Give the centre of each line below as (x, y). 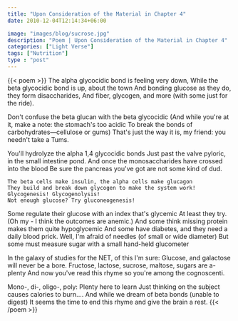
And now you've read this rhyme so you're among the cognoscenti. (126, 272)
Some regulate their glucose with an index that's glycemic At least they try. (117, 213)
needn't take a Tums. (38, 139)
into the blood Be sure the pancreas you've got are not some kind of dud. (115, 168)
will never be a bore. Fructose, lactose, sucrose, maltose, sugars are (108, 265)
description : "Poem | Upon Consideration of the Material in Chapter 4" (118, 40)
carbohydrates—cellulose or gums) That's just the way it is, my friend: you (117, 132)
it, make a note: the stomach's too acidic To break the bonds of (100, 124)
